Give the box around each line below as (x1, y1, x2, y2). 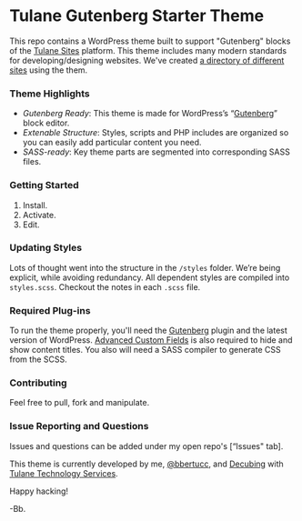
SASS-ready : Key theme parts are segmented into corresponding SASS (22, 146, 291, 157)
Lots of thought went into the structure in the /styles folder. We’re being (9, 262, 281, 273)
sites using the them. (9, 65, 88, 75)
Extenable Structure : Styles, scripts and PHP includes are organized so (22, 127, 289, 138)
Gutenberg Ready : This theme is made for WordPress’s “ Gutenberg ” (22, 108, 277, 119)
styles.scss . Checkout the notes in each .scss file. (9, 281, 201, 292)
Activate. (22, 209, 56, 220)
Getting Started (9, 179, 79, 192)
